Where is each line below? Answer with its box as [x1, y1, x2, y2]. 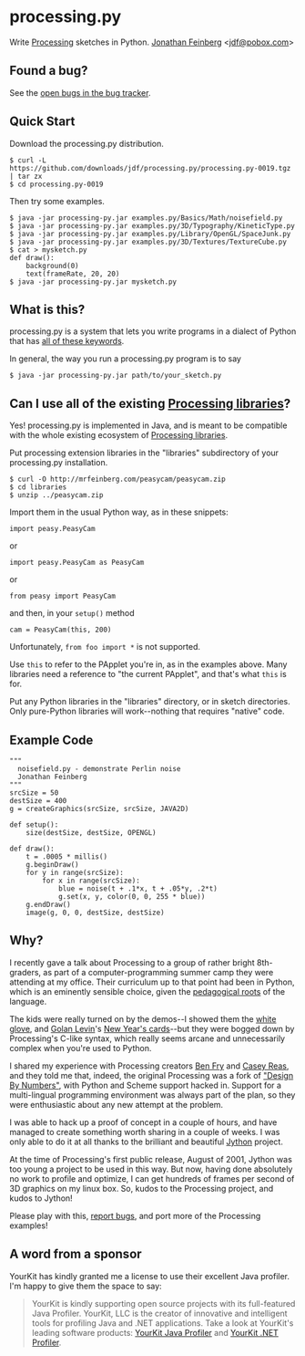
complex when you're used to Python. [9, 1042, 152, 1053]
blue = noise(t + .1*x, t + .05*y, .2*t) [57, 884, 219, 893]
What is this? [9, 301, 86, 317]
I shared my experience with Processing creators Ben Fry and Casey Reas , [9, 1060, 290, 1071]
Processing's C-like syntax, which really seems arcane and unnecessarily [9, 1033, 285, 1044]
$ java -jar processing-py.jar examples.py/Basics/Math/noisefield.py [9, 213, 283, 223]
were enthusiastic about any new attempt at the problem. [9, 1099, 224, 1110]
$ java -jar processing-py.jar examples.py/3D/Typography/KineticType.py [9, 221, 296, 230]
